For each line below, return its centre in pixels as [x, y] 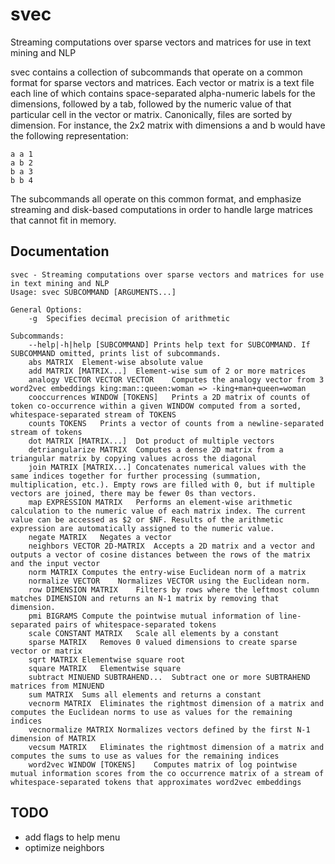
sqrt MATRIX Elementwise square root [107, 659]
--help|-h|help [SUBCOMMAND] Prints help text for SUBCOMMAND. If [169, 344]
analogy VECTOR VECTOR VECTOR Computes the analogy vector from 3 [176, 379]
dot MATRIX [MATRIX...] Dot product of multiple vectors [151, 441]
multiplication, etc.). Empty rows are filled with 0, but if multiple [162, 484]
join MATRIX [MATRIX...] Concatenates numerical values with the [167, 467]
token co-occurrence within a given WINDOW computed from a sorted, [156, 406]
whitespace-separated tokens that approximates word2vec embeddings [156, 782]
